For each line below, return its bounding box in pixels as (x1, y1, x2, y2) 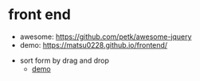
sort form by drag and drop (19, 56, 109, 65)
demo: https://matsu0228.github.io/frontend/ (19, 40, 168, 49)
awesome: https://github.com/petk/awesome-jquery (19, 32, 192, 41)
